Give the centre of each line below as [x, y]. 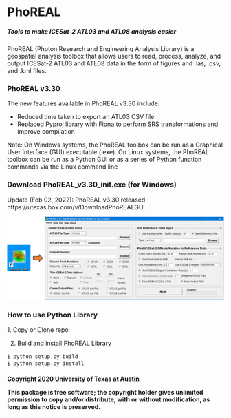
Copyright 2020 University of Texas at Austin [73, 379]
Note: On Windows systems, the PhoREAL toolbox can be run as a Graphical [115, 145]
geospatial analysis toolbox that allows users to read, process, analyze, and [114, 56]
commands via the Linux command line [63, 167]
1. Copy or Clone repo [38, 330]
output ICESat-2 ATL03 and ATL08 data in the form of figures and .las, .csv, [114, 63]
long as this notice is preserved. [54, 406]
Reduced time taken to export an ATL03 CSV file [86, 117]
